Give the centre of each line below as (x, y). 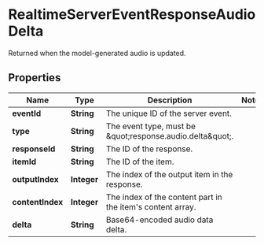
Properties (35, 78)
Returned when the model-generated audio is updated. (97, 53)
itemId (24, 161)
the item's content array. (151, 206)
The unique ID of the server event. (169, 113)
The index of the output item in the (169, 174)
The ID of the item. (140, 161)
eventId (27, 113)
